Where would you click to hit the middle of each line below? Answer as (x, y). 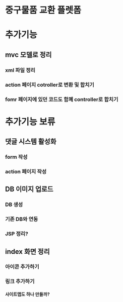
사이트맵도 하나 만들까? (28, 294)
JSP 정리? (17, 234)
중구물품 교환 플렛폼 (43, 10)
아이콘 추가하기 (22, 267)
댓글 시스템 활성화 (31, 142)
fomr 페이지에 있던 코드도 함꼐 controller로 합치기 (62, 99)
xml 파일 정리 (20, 70)
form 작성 (16, 157)
